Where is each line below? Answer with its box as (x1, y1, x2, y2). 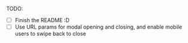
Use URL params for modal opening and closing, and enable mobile (14, 23, 182, 30)
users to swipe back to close (14, 30, 86, 38)
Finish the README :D (14, 17, 70, 23)
